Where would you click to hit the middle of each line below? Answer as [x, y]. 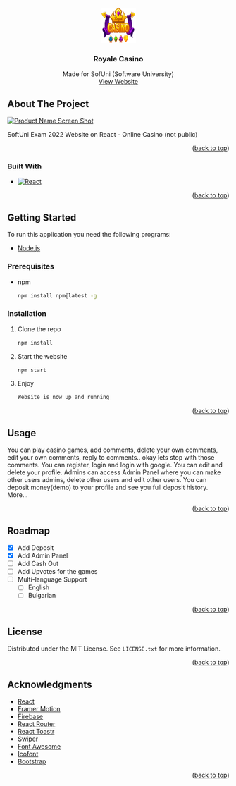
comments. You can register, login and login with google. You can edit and [115, 465]
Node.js [29, 248]
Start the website [42, 356]
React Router [36, 724]
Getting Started [42, 217]
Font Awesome [39, 746]
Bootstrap [32, 761]
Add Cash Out [38, 564]
